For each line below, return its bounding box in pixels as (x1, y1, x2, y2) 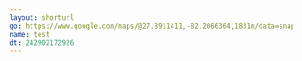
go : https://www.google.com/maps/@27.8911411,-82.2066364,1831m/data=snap (9, 22, 296, 30)
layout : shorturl (9, 13, 75, 22)
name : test (9, 30, 50, 39)
